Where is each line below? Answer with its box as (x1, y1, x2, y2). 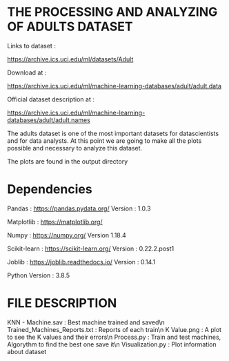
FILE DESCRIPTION (7, 295, 117, 311)
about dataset (7, 347, 47, 355)
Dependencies (7, 182, 92, 197)
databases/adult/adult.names (7, 115, 91, 124)
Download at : (7, 68, 47, 77)
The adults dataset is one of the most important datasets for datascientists (7, 129, 219, 137)
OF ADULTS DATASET (7, 19, 133, 35)
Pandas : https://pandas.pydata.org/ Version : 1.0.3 (7, 204, 151, 213)
